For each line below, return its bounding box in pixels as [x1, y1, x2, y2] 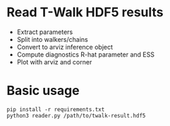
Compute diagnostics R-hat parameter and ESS [16, 50, 154, 59]
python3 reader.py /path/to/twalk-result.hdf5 [6, 112, 146, 119]
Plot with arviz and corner [16, 57, 92, 66]
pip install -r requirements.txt [6, 105, 105, 113]
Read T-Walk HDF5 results [6, 4, 164, 21]
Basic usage [6, 83, 80, 99]
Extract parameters [16, 28, 73, 36]
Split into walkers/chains [16, 35, 89, 43]
